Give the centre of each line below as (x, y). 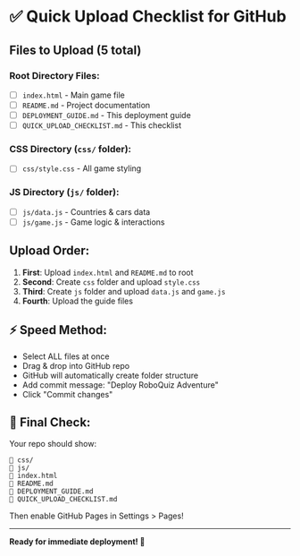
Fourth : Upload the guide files (78, 301)
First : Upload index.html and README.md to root (108, 272)
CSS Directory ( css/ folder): (71, 150)
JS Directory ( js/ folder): (64, 192)
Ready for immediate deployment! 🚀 (77, 542)
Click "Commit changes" (67, 394)
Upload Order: (50, 251)
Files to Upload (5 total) (75, 50)
